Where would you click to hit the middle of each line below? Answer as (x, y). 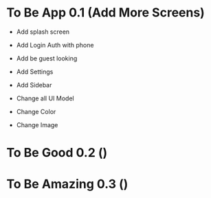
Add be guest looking (47, 58)
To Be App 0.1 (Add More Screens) (106, 13)
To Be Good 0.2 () (57, 153)
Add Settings (35, 71)
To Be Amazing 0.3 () (67, 184)
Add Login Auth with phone (55, 45)
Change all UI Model (45, 98)
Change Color (36, 111)
